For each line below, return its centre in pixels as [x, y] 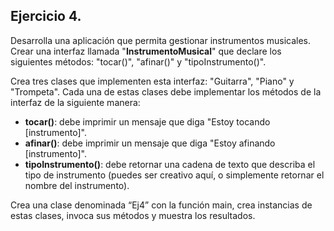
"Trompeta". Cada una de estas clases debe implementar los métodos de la [166, 91]
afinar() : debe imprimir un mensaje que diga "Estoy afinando [150, 143]
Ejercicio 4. [46, 16]
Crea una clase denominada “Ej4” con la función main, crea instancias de [161, 205]
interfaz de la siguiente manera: [75, 102]
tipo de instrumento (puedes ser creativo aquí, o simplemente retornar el [174, 175]
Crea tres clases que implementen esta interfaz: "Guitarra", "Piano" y [152, 81]
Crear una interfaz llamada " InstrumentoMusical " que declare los [146, 51]
